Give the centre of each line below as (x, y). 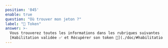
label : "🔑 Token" (23, 24)
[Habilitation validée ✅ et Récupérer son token (62, 38)
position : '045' (22, 10)
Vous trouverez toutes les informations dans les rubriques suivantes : (87, 33)
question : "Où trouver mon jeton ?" (43, 19)
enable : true (19, 14)
